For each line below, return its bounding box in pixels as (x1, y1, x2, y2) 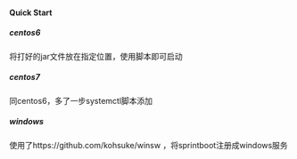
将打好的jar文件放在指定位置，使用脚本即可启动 (9, 51, 183, 61)
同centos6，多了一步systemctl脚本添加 (9, 95, 153, 106)
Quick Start (9, 7, 53, 18)
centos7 (9, 72, 40, 83)
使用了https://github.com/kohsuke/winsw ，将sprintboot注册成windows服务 (9, 139, 288, 150)
